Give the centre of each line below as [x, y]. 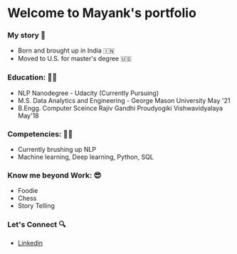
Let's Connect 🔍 [37, 225]
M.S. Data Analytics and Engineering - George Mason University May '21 [124, 100]
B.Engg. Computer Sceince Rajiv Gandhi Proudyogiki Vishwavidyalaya [120, 108]
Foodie [28, 191]
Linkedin [30, 243]
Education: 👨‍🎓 [32, 77]
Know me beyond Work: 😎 [54, 175]
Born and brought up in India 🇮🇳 [66, 50]
